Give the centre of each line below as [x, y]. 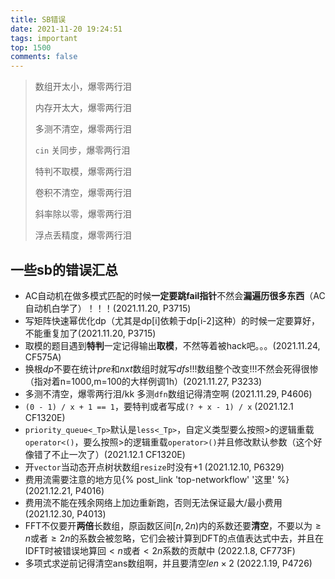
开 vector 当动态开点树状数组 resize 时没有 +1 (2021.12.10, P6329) [154, 467]
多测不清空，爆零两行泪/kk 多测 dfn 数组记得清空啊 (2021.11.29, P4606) [168, 393]
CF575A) [43, 357]
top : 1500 [31, 47]
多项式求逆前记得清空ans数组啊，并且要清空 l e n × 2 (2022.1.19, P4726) [168, 563]
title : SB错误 [38, 19]
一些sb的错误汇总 [64, 269]
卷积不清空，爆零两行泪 [83, 193]
